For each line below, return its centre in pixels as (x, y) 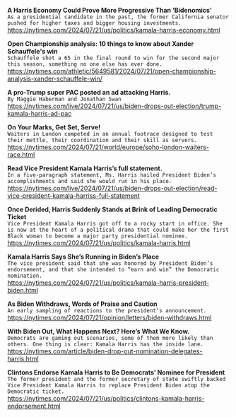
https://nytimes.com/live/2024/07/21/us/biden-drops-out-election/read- (112, 188)
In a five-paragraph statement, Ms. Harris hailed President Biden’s (112, 175)
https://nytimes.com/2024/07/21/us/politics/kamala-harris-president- (108, 283)
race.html (21, 154)
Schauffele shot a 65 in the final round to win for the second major (113, 58)
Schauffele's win (33, 51)
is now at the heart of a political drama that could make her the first (118, 230)
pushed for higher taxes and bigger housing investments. (94, 23)
